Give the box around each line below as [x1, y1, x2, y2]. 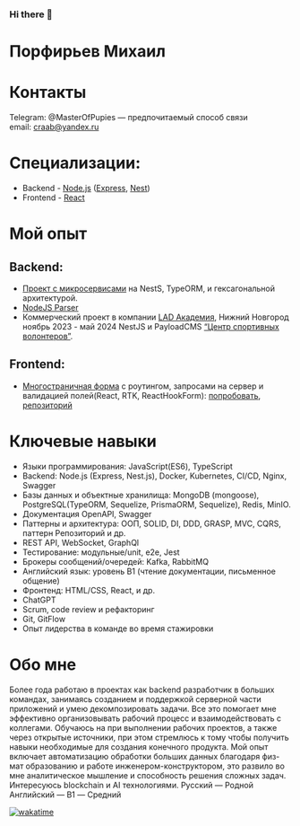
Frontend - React [21, 192, 85, 203]
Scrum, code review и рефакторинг [21, 603, 155, 614]
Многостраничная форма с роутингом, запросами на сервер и [21, 381, 264, 391]
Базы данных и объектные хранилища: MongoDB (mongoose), [21, 489, 260, 500]
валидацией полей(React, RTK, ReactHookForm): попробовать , [21, 390, 261, 400]
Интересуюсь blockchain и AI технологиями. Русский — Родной [9, 779, 253, 790]
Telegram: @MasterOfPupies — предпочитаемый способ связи [9, 112, 248, 123]
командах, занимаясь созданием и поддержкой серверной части [9, 693, 261, 704]
